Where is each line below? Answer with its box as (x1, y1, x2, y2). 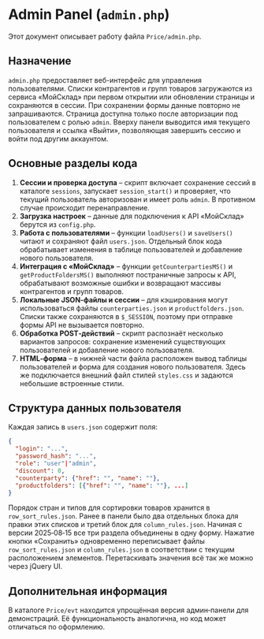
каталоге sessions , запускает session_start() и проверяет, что (19, 186, 231, 195)
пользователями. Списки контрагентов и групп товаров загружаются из (8, 84, 253, 93)
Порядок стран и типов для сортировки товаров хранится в (8, 503, 210, 513)
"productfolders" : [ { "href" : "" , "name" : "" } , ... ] (15, 481, 189, 489)
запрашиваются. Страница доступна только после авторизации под (8, 109, 238, 118)
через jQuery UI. (8, 562, 63, 571)
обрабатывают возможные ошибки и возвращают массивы (19, 278, 221, 288)
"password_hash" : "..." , (15, 452, 97, 460)
